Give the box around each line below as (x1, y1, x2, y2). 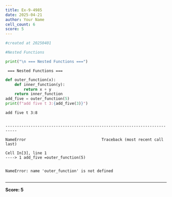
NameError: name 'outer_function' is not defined (5, 168, 114, 173)
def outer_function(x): (5, 77, 56, 82)
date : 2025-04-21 (5, 12, 42, 17)
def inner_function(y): (14, 82, 66, 87)
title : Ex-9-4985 (5, 7, 42, 13)
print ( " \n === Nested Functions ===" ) (5, 59, 88, 64)
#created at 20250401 (5, 40, 52, 46)
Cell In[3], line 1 (5, 150, 47, 156)
